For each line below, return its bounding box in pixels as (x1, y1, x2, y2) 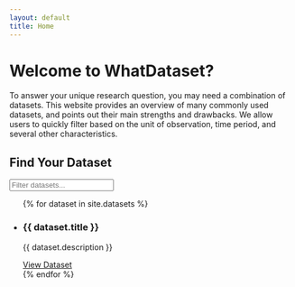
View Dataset (22, 259, 72, 270)
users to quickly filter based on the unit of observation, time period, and (9, 119, 277, 130)
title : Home (9, 22, 54, 31)
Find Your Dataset (9, 154, 113, 170)
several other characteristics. (9, 128, 118, 140)
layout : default (9, 13, 70, 23)
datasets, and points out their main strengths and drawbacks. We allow (9, 109, 273, 120)
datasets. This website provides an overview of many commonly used (9, 100, 269, 111)
